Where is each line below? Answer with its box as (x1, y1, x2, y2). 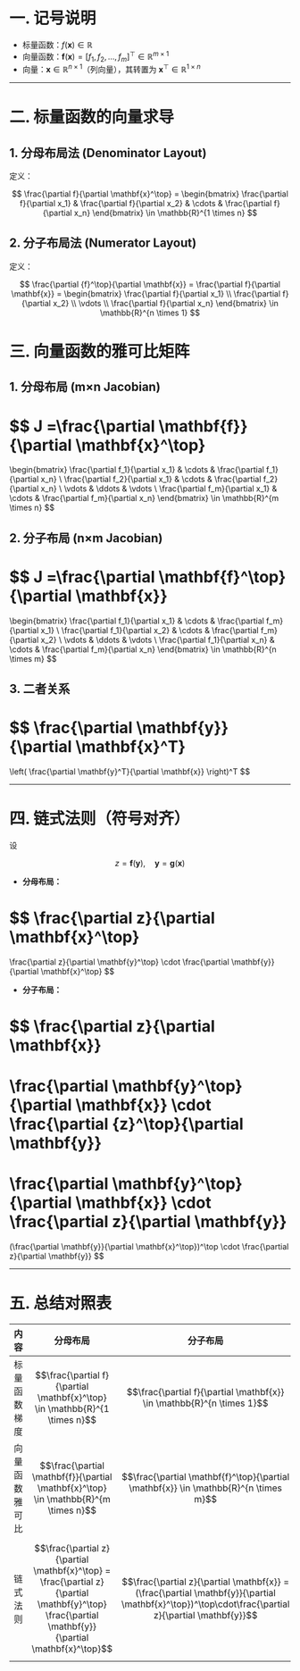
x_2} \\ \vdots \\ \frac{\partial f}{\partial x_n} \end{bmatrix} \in (53, 297, 279, 308)
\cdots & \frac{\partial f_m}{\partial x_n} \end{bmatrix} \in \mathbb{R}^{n (9, 644, 277, 655)
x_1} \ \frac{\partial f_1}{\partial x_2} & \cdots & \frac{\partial (40, 624, 259, 635)
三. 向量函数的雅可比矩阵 (9, 341, 190, 362)
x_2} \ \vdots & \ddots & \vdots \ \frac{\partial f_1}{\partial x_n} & (40, 634, 275, 645)
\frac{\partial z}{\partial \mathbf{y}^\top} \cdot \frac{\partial (9, 957, 229, 967)
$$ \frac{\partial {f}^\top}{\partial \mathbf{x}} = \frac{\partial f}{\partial (19, 279, 281, 289)
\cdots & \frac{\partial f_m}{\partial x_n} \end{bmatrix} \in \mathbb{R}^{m (9, 493, 279, 504)
